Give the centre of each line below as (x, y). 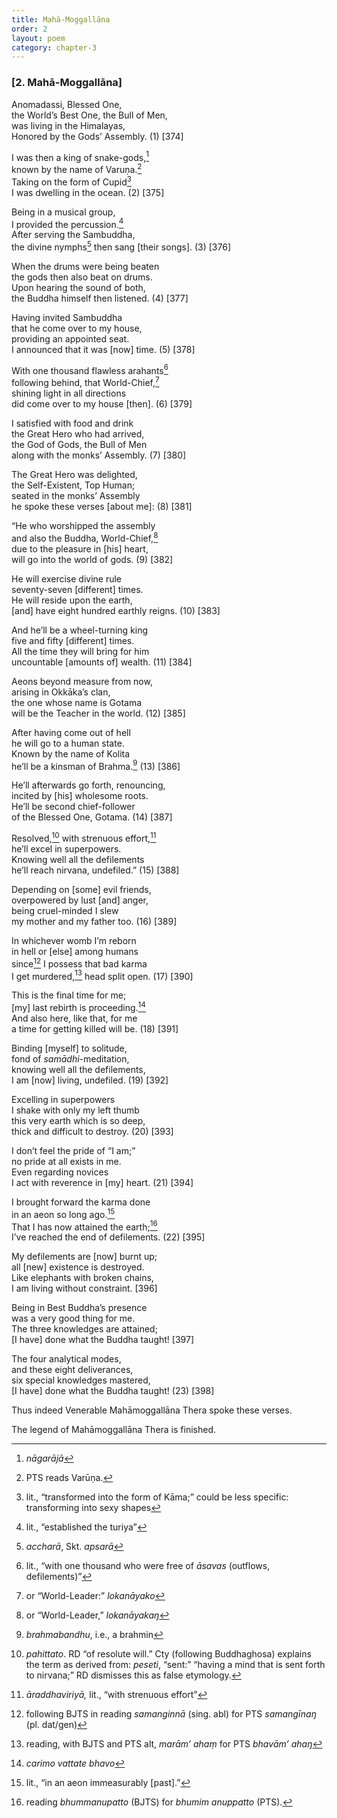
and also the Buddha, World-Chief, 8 (85, 537)
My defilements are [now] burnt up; (84, 1257)
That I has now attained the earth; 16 (84, 1226)
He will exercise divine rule (67, 578)
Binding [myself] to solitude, (69, 1048)
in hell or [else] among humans (75, 952)
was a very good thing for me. (73, 1318)
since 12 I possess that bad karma (79, 963)
